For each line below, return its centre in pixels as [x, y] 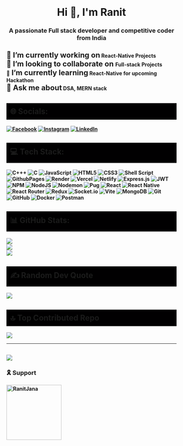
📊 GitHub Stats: [40, 220]
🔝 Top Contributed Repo [55, 318]
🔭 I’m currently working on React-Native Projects [81, 55]
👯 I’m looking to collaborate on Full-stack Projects [84, 64]
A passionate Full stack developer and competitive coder [91, 31]
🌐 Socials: [29, 111]
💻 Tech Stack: [37, 152]
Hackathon [20, 80]
